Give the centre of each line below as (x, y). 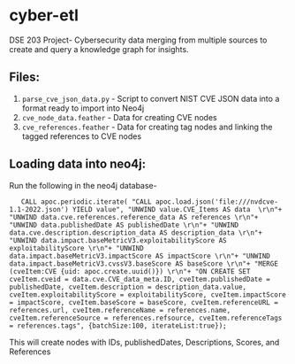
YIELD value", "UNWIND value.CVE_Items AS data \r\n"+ (177, 209)
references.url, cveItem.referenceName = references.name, (120, 310)
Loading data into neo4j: (78, 164)
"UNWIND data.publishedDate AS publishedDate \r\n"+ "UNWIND (124, 225)
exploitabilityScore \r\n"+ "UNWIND (76, 248)
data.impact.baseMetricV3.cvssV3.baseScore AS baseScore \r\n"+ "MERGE (144, 263)
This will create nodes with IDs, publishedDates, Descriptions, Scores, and (144, 342)
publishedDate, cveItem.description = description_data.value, (128, 287)
